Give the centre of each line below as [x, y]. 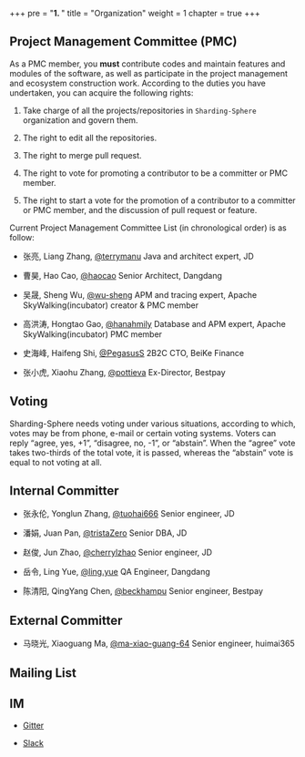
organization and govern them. [80, 120]
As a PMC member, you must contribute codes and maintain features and [147, 64]
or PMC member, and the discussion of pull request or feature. [140, 210]
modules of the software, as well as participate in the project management [149, 73]
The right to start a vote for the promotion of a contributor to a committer [159, 200]
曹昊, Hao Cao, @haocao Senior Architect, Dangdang [122, 275]
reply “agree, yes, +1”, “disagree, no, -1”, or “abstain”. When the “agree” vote [152, 443]
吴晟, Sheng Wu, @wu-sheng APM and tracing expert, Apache [140, 294]
